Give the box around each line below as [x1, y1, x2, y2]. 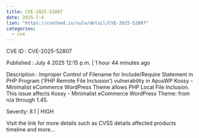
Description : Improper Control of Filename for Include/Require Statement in [6, 71, 194, 78]
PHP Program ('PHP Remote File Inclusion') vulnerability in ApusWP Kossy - [6, 77, 194, 85]
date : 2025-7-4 [6, 14, 44, 20]
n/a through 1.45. [6, 97, 49, 104]
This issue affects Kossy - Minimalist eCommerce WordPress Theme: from [6, 90, 190, 97]
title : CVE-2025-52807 [6, 8, 63, 15]
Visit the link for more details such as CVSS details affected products [6, 119, 176, 127]
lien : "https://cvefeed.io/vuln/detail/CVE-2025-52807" [6, 20, 149, 26]
